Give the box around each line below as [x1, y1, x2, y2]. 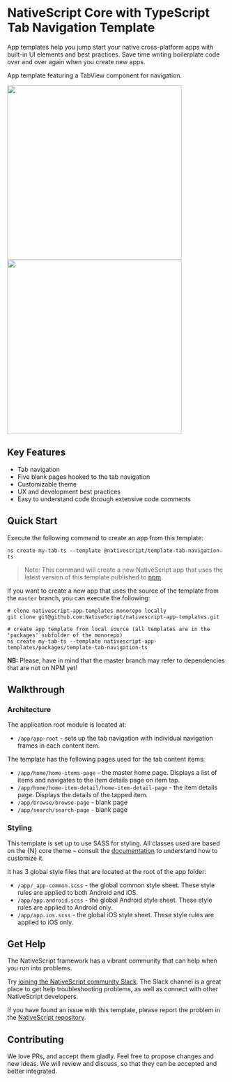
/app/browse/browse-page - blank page [17, 798, 127, 807]
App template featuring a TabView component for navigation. [7, 71, 183, 80]
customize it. [7, 854, 44, 862]
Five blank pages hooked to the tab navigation [17, 473, 150, 481]
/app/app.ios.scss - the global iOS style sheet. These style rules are [17, 910, 215, 919]
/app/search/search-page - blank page [17, 806, 127, 814]
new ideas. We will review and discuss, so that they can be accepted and [7, 1060, 217, 1068]
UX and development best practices [17, 487, 121, 496]
